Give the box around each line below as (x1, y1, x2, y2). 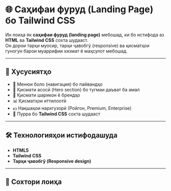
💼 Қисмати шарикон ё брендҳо (12, 92, 80, 98)
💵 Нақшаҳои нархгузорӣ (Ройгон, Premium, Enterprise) (12, 105, 132, 111)
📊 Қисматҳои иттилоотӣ (12, 98, 67, 104)
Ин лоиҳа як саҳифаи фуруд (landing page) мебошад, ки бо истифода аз (5, 32, 164, 38)
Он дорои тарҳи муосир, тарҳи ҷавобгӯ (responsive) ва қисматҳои (5, 42, 150, 49)
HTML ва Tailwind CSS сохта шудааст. (5, 37, 89, 43)
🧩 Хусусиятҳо (5, 67, 52, 76)
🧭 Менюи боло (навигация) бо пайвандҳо (12, 81, 103, 87)
